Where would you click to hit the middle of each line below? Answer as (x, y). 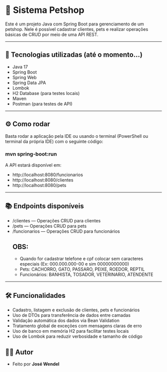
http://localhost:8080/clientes (43, 180)
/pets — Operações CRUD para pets (49, 226)
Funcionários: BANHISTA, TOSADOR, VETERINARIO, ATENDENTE (86, 275)
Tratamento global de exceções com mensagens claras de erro (77, 326)
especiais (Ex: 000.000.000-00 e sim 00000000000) (74, 264)
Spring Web (24, 77)
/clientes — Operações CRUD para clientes (56, 220)
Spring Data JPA (29, 83)
